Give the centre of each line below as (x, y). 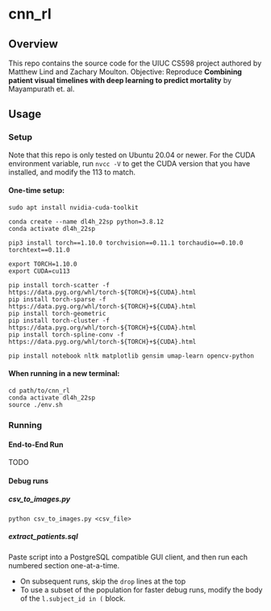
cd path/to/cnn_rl (39, 391)
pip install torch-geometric (57, 313)
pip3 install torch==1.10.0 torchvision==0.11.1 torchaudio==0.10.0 (126, 243)
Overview (33, 44)
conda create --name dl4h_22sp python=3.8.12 (86, 222)
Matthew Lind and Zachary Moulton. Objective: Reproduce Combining (125, 72)
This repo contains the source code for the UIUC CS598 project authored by (135, 63)
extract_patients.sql (43, 537)
